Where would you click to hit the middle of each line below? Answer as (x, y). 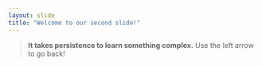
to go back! (46, 53)
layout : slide (32, 15)
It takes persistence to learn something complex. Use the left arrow (141, 45)
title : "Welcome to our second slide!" (74, 23)
